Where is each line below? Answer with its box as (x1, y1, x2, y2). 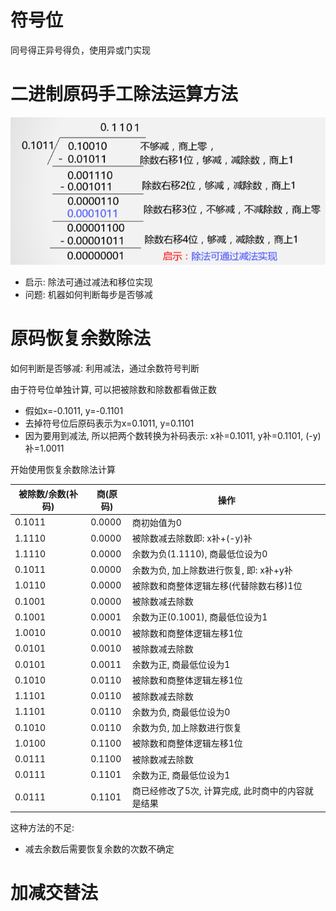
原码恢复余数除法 (10, 327, 152, 350)
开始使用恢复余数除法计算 (10, 464, 116, 476)
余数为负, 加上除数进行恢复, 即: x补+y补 (131, 564, 293, 576)
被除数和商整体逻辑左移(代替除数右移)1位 (131, 579, 303, 591)
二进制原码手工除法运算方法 (10, 83, 239, 106)
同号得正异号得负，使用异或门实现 (10, 44, 151, 56)
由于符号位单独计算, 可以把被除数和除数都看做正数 (10, 384, 217, 396)
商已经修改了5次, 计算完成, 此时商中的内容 (131, 785, 305, 797)
